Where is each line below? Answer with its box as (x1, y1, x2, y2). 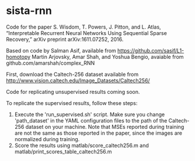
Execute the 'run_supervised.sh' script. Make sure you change (14, 111, 165, 118)
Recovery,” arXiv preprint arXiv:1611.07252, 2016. (6, 36, 124, 43)
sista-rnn (6, 4, 53, 17)
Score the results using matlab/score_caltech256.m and (14, 142, 149, 149)
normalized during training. (14, 135, 80, 142)
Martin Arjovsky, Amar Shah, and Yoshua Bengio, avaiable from (32, 53, 184, 60)
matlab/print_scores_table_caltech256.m (14, 148, 112, 155)
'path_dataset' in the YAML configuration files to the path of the (14, 117, 168, 124)
